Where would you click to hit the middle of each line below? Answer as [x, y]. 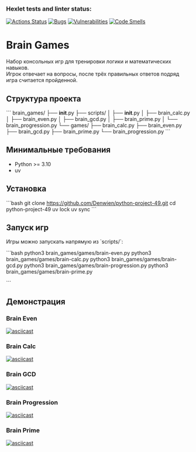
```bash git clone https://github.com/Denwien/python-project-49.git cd [91, 203]
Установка [26, 189]
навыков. [18, 68]
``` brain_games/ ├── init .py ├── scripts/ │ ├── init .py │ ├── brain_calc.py [98, 113]
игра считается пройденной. [42, 80]
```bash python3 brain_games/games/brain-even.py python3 [79, 253]
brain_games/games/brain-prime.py [49, 272]
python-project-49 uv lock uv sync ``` [51, 209]
